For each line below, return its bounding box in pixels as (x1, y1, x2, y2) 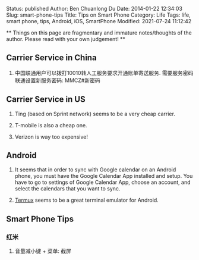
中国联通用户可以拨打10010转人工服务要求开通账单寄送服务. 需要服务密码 (14, 69, 194, 76)
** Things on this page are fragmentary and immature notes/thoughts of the (6, 29, 192, 36)
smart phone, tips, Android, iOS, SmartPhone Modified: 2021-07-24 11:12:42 (6, 18, 192, 24)
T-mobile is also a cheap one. (14, 121, 87, 129)
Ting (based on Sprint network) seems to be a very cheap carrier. (14, 110, 175, 117)
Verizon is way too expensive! (14, 133, 88, 140)
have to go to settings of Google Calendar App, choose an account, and (14, 178, 191, 186)
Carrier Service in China (6, 53, 97, 63)
